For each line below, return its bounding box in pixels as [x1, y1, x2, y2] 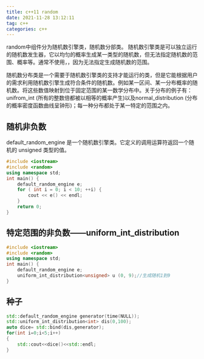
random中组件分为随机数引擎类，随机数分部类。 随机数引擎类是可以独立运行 [6, 43, 197, 51]
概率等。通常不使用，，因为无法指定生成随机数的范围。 [16, 58, 153, 66]
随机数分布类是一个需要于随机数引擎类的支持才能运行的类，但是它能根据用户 [6, 71, 198, 79]
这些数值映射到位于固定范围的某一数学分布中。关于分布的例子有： [27, 86, 192, 94]
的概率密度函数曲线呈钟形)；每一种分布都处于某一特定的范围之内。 [6, 102, 174, 110]
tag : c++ [6, 20, 29, 26]
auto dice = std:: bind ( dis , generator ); [6, 324, 104, 330]
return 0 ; [17, 204, 42, 210]
